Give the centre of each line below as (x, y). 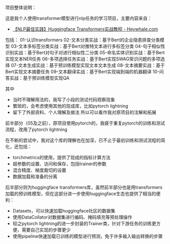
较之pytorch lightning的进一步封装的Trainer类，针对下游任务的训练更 (84, 223)
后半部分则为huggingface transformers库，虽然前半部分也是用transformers (84, 187)
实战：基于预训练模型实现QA (39, 78)
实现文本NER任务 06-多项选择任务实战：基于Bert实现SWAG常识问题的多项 (83, 59)
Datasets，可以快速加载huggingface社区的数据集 (64, 211)
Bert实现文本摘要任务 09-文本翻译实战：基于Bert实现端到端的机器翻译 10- (82, 72)
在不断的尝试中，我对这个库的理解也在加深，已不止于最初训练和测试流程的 (83, 140)
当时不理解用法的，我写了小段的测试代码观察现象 (64, 100)
